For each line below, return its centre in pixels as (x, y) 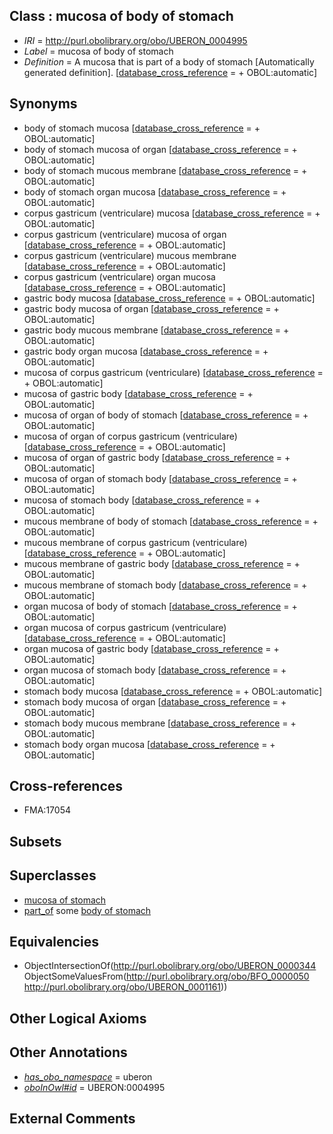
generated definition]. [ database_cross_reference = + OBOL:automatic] (170, 72)
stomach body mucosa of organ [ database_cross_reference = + (155, 701)
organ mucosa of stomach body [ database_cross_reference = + (155, 670)
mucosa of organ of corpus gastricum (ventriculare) (130, 436)
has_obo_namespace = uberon (88, 1076)
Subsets (35, 841)
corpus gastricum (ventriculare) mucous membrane (130, 255)
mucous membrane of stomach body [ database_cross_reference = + (165, 585)
